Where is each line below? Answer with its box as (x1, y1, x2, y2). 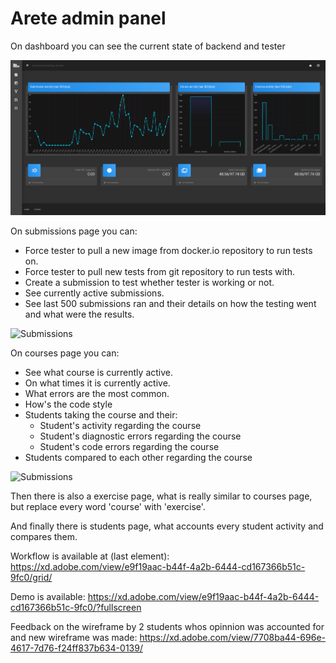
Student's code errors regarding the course (39, 441, 220, 453)
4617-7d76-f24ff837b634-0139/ (10, 642, 143, 654)
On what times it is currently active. (24, 377, 171, 389)
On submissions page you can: (10, 225, 138, 237)
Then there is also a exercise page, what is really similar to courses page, (10, 490, 313, 502)
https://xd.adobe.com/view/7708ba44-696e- (139, 632, 326, 644)
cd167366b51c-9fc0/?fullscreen (10, 602, 142, 614)
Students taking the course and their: (24, 409, 178, 421)
